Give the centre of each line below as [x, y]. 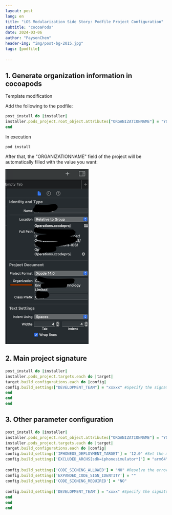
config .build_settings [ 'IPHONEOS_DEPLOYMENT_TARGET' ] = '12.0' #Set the [84, 454]
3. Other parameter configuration [59, 420]
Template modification [29, 96]
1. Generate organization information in [69, 76]
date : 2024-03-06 [24, 33]
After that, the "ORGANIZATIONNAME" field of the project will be [73, 156]
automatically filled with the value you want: [52, 162]
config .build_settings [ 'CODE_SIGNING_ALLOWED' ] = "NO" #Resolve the [80, 470]
